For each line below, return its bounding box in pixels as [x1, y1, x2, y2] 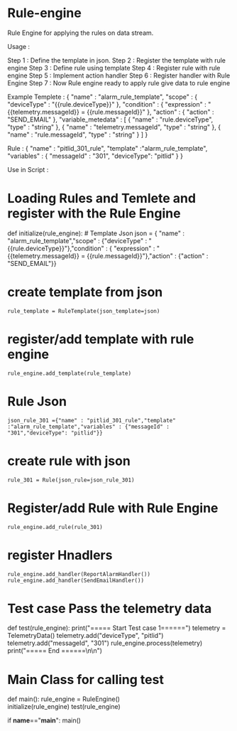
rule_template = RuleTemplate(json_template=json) [7, 307, 160, 314]
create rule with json [7, 453, 131, 469]
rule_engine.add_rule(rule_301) [7, 523, 103, 530]
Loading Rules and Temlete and [7, 191, 197, 207]
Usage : [7, 42, 31, 50]
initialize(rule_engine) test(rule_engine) [7, 703, 121, 711]
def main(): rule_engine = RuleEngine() [7, 695, 121, 703]
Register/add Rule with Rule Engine [7, 500, 219, 516]
